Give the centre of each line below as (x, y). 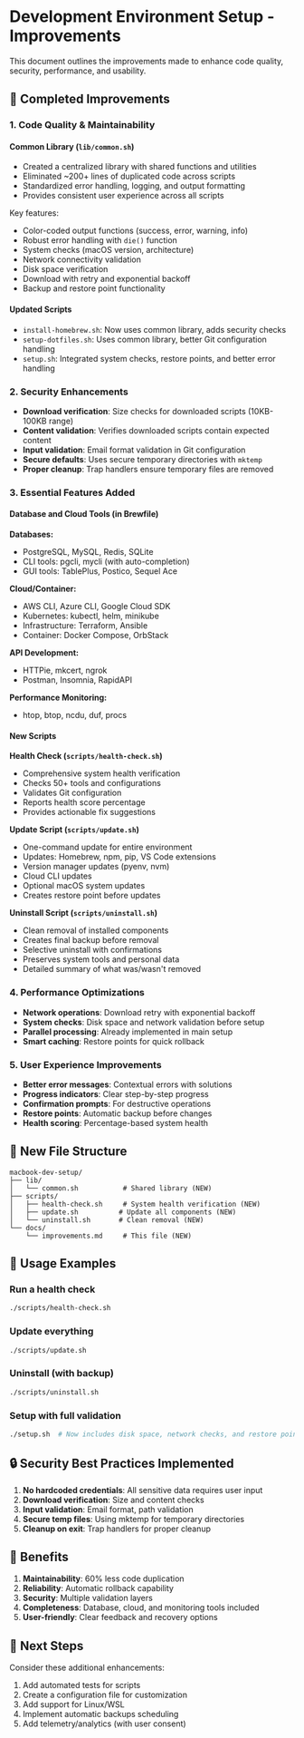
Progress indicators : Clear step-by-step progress (116, 1093)
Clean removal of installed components (95, 930)
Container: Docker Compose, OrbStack (95, 636)
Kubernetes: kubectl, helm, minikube (91, 616)
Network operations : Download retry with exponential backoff (139, 1012)
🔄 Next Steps (47, 1646)
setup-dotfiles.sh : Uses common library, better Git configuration (144, 339)
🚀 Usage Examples (63, 1263)
